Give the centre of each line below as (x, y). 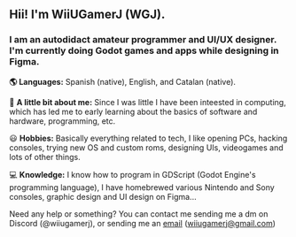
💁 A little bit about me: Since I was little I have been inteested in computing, (148, 102)
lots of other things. (45, 157)
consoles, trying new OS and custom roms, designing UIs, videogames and (146, 147)
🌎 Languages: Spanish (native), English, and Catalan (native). (123, 81)
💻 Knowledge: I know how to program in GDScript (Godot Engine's (132, 174)
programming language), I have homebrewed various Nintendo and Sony (142, 187)
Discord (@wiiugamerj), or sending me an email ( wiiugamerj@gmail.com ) (143, 223)
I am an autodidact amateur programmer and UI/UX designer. (143, 40)
